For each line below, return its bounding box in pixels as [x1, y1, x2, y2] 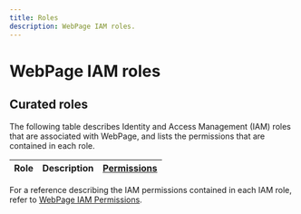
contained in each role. [9, 140, 95, 151]
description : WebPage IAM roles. [9, 22, 136, 31]
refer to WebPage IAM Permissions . [9, 194, 142, 205]
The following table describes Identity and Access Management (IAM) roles [9, 121, 292, 131]
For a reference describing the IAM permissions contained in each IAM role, [9, 184, 292, 195]
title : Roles [9, 13, 59, 23]
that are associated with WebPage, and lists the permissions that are [9, 131, 266, 141]
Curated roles [9, 97, 89, 112]
